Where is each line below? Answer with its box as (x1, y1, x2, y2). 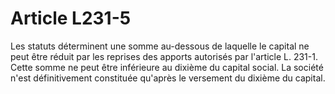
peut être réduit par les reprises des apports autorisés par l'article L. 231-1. (10, 50, 318, 62)
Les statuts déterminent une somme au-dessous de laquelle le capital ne (10, 40, 310, 52)
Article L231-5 (10, 7, 132, 30)
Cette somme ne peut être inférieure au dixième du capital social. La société (10, 61, 324, 73)
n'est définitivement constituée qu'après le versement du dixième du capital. (10, 72, 326, 84)
